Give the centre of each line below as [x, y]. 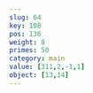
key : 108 [25, 26]
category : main [37, 58]
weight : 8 [27, 42]
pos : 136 [25, 34]
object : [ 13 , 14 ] [39, 75]
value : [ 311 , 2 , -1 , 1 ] [47, 67]
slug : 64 [25, 17]
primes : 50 [29, 50]
